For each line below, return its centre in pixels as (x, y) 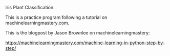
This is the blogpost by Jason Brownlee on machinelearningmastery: (78, 33)
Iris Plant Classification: (30, 7)
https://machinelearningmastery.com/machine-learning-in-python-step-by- (85, 43)
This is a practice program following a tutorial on (56, 17)
